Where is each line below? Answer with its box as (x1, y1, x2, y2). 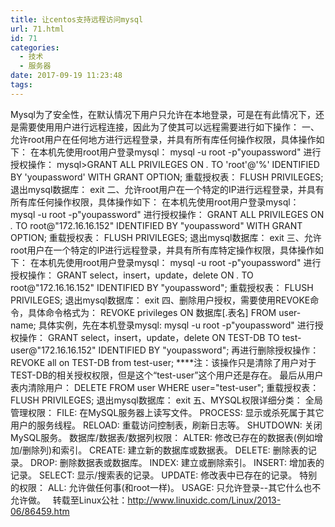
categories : (10, 42, 60, 53)
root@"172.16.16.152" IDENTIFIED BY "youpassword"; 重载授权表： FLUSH (10, 281, 314, 293)
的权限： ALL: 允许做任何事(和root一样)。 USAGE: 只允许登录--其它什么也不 (10, 481, 322, 493)
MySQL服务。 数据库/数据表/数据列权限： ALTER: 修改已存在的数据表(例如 (10, 431, 315, 443)
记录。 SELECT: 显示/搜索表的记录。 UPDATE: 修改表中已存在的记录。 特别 (10, 469, 318, 481)
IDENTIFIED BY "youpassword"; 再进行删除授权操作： (98, 344, 320, 356)
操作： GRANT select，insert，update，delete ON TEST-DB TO (18, 331, 280, 343)
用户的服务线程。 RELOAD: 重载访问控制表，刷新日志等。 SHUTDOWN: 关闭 (10, 419, 323, 431)
